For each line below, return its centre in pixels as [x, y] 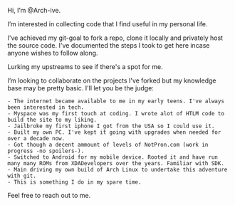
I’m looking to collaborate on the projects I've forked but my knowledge [112, 80]
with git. [22, 176]
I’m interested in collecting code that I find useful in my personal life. [108, 24]
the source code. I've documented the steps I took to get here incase [109, 45]
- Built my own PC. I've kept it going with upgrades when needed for [114, 132]
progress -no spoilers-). [46, 151]
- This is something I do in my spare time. [74, 182]
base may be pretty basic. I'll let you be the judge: [81, 88]
